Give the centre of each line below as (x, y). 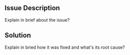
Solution (18, 36)
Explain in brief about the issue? (37, 20)
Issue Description (32, 8)
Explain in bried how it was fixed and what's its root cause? (65, 47)
